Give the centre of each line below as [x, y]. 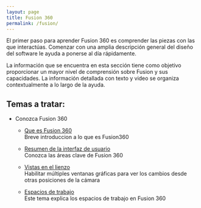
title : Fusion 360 [30, 18]
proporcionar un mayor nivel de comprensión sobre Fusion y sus [87, 72]
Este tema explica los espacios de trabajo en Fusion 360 [95, 198]
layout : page [23, 12]
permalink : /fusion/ [33, 23]
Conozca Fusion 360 [41, 119]
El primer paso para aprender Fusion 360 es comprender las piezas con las [100, 41]
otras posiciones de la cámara [62, 180]
